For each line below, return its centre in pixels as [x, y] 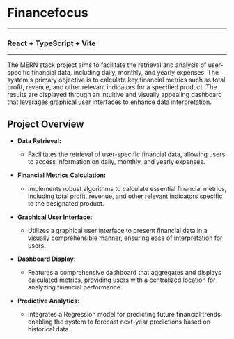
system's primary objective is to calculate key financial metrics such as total [116, 80]
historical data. [49, 329]
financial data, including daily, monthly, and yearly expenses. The [125, 73]
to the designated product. [66, 204]
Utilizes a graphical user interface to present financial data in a [117, 231]
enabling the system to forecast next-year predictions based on [119, 322]
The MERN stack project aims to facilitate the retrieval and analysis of [107, 65]
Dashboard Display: [47, 259]
